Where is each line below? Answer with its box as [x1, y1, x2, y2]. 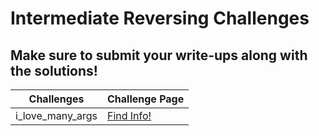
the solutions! [10, 62, 98, 79]
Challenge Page [106, 92, 185, 106]
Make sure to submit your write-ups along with [10, 47, 308, 64]
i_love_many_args [15, 109, 98, 122]
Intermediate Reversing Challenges [10, 7, 310, 30]
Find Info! [106, 109, 152, 122]
